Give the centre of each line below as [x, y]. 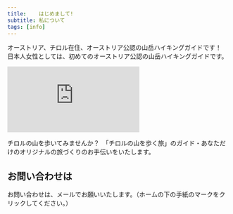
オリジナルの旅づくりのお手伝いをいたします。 [87, 152]
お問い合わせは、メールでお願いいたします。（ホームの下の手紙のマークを [113, 194]
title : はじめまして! [40, 14]
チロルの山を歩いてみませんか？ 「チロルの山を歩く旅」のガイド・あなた [114, 143]
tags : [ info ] [26, 27]
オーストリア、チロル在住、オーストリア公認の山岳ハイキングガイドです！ [114, 48]
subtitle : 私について [36, 20]
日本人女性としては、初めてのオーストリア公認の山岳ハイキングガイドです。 [118, 56]
